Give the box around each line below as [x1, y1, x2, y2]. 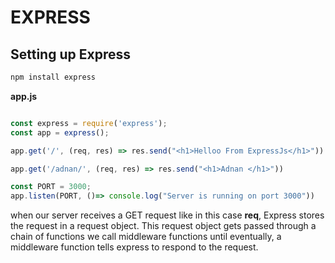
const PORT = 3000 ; [10, 182, 92, 192]
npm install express [10, 72, 97, 82]
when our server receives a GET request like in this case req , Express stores [10, 209, 325, 221]
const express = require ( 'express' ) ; [10, 118, 168, 128]
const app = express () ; [10, 127, 110, 138]
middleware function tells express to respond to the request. [10, 241, 259, 253]
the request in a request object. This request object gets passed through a [10, 220, 317, 232]
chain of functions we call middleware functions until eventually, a [10, 231, 282, 243]
